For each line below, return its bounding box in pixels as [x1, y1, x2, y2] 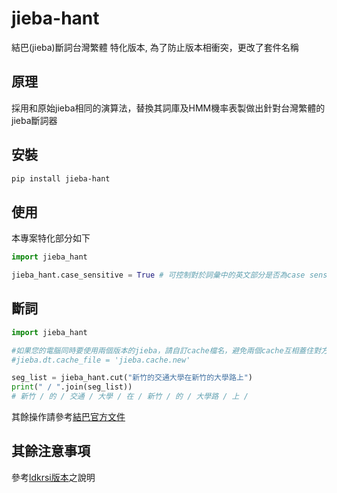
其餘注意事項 [11, 443, 91, 460]
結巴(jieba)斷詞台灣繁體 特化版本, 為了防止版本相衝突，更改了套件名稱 [11, 41, 299, 53]
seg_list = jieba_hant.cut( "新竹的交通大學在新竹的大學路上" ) [11, 373, 254, 383]
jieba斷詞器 [11, 114, 58, 126]
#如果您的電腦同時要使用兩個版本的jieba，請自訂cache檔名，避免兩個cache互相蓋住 [11, 345, 314, 356]
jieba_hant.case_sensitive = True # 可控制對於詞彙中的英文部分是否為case [11, 270, 306, 281]
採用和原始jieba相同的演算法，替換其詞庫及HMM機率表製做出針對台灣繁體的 [11, 102, 326, 114]
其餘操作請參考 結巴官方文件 [11, 411, 126, 423]
